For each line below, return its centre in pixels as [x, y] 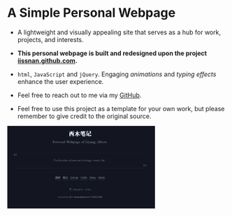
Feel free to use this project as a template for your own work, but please [121, 108]
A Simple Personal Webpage [92, 13]
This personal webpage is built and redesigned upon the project [112, 53]
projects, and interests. [50, 39]
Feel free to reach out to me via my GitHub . [79, 95]
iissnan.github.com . [48, 60]
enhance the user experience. [60, 81]
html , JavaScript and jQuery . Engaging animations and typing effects [117, 74]
